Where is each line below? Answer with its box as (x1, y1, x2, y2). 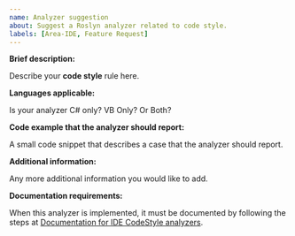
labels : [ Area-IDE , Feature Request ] (9, 29, 149, 38)
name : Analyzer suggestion (9, 12, 109, 22)
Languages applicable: (9, 88, 96, 98)
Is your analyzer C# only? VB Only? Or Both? (9, 105, 172, 116)
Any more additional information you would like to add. (9, 173, 208, 184)
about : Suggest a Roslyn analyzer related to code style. (9, 21, 228, 30)
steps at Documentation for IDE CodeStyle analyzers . (9, 217, 204, 228)
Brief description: (9, 54, 75, 65)
